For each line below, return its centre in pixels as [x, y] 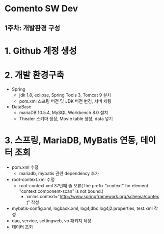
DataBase [21, 107]
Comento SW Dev [41, 9]
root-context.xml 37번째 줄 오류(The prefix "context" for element [83, 185]
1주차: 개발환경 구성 [32, 28]
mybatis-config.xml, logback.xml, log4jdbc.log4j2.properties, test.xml [82, 208]
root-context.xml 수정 [33, 179]
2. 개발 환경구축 [34, 75]
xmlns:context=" [43, 196]
